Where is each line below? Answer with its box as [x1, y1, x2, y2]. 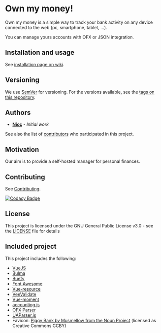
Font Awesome [12, 281, 43, 287]
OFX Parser [12, 307, 36, 313]
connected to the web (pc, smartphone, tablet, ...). [5, 24, 107, 30]
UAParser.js [12, 312, 36, 318]
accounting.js [12, 301, 40, 307]
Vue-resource [12, 286, 41, 292]
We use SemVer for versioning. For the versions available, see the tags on [5, 89, 155, 95]
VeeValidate [12, 291, 36, 297]
